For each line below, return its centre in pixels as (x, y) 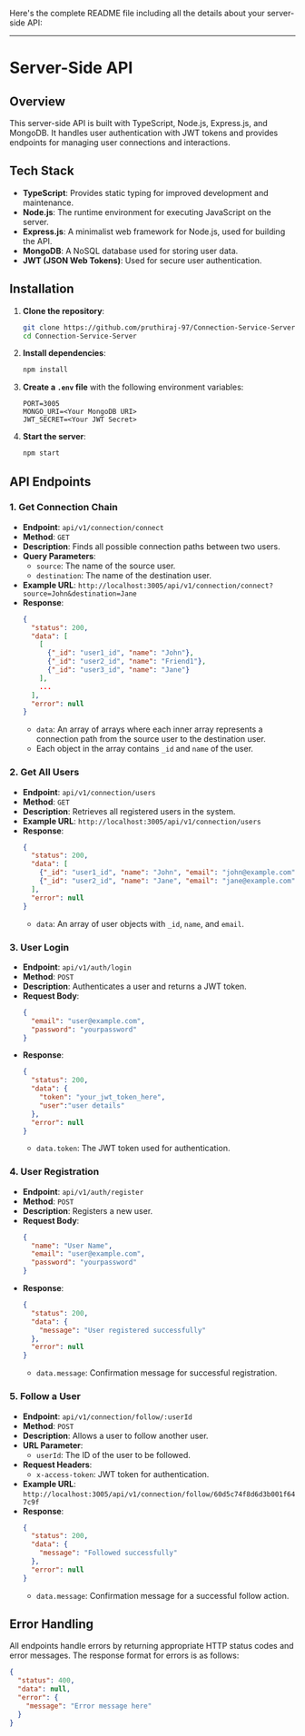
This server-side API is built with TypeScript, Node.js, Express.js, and (138, 123)
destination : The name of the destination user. (123, 575)
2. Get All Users (44, 773)
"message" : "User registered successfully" (123, 1330)
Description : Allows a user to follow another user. (115, 1435)
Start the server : (54, 437)
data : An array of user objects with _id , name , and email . (140, 923)
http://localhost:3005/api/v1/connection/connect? (176, 586)
